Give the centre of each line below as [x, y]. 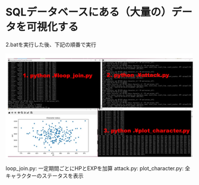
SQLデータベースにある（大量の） [89, 12]
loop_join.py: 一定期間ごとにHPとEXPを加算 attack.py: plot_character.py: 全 [98, 168]
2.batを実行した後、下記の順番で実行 [51, 44]
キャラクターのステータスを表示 [45, 176]
